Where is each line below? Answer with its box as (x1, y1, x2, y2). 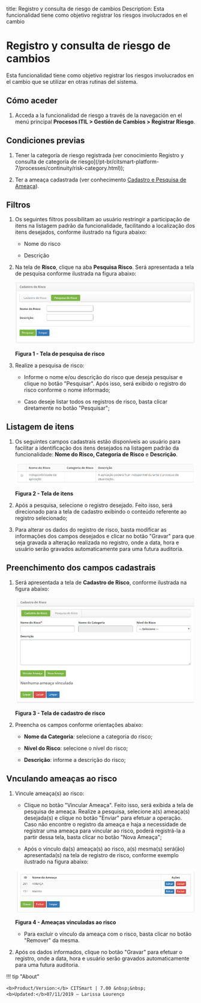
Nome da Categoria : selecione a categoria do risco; (23, 732, 153, 740)
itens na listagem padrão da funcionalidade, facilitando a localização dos (14, 222, 195, 230)
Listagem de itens (6, 422, 74, 432)
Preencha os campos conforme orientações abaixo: (14, 721, 143, 728)
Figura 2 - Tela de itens (14, 489, 74, 497)
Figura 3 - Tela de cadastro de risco (14, 709, 106, 717)
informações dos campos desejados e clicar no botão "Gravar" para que (14, 532, 195, 539)
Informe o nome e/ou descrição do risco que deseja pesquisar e (23, 373, 183, 380)
